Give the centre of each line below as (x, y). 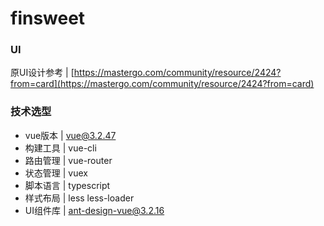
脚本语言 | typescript (67, 185)
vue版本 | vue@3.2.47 (70, 135)
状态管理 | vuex (56, 173)
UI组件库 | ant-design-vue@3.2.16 (94, 210)
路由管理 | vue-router (68, 160)
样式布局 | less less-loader (79, 198)
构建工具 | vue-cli (60, 148)
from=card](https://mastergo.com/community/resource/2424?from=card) (162, 84)
